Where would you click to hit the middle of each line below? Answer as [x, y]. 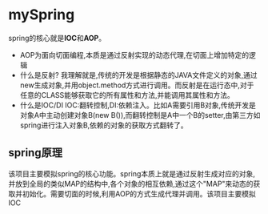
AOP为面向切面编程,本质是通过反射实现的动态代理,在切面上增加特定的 [134, 55]
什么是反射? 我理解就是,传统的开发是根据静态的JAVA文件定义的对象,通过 [138, 75]
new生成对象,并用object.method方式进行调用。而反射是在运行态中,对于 [137, 85]
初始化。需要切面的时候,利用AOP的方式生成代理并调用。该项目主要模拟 [139, 193]
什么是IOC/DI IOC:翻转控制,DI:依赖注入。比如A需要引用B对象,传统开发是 [138, 105]
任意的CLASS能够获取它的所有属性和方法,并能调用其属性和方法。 [127, 95]
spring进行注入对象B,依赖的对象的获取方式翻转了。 [104, 125]
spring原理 [35, 153]
